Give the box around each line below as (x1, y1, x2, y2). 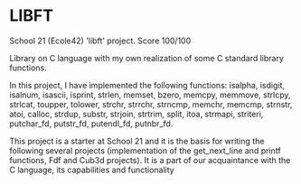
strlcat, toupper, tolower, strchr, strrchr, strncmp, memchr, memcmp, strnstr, (9, 98, 293, 109)
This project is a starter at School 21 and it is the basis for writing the (9, 135, 265, 146)
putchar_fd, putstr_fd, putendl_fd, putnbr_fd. (9, 118, 174, 129)
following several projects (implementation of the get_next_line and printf (9, 145, 282, 156)
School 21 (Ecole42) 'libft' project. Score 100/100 (9, 35, 192, 46)
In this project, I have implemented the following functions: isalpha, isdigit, (9, 79, 286, 90)
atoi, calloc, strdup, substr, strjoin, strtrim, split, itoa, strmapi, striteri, (9, 108, 264, 119)
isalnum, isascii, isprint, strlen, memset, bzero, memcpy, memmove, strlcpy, (9, 89, 291, 100)
